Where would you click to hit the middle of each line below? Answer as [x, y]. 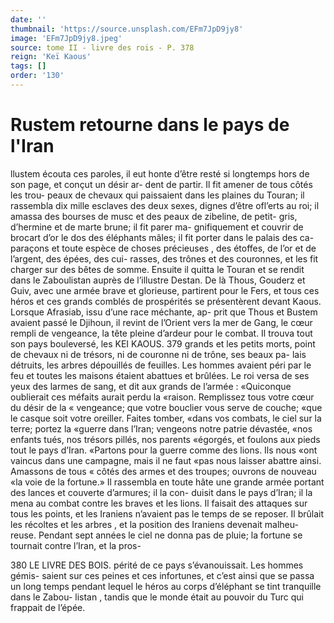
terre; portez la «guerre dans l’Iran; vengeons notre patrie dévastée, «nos [161, 428]
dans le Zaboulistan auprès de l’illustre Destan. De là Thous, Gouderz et [158, 280]
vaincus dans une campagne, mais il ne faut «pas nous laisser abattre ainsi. [166, 460]
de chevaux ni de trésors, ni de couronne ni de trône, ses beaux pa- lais [158, 354]
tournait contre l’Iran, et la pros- [76, 545]
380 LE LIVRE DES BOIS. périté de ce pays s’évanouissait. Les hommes [157, 565]
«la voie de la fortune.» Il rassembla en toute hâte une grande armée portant [167, 482]
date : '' [28, 19]
